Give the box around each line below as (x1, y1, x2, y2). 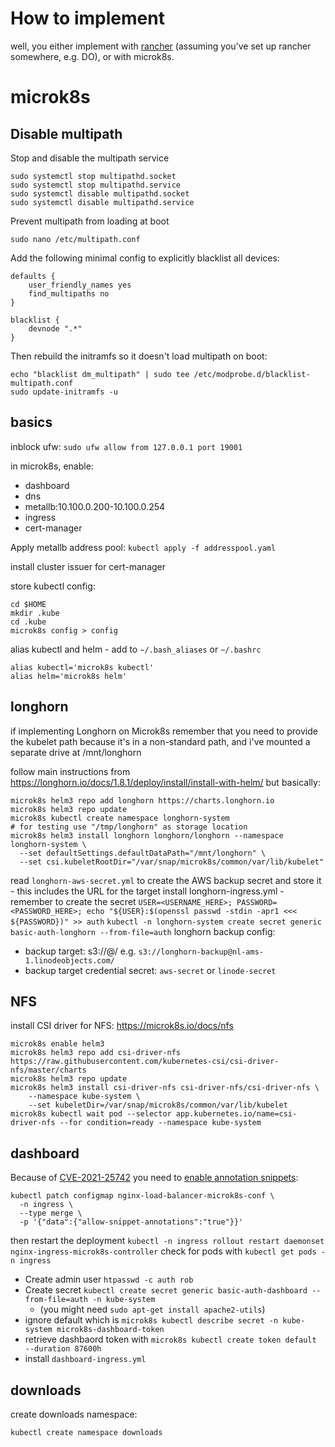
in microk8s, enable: (10, 460, 94, 472)
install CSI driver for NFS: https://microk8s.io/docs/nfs (10, 1020, 234, 1032)
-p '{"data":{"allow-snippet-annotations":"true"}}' (19, 1217, 244, 1227)
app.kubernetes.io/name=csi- (175, 1109, 298, 1119)
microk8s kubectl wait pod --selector (10, 1109, 172, 1119)
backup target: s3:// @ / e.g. (24, 945, 137, 957)
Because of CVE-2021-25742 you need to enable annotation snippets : (10, 1172, 299, 1184)
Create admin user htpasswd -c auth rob (24, 1273, 194, 1286)
